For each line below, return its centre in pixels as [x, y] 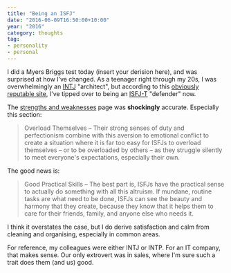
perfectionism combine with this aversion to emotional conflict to [117, 135]
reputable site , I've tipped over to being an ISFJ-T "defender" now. [102, 93]
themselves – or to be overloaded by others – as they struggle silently [123, 150]
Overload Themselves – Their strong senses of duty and [104, 128]
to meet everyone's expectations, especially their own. [102, 157]
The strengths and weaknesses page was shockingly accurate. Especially [113, 107]
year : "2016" [26, 26]
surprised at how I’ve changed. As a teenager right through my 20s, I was [112, 79]
